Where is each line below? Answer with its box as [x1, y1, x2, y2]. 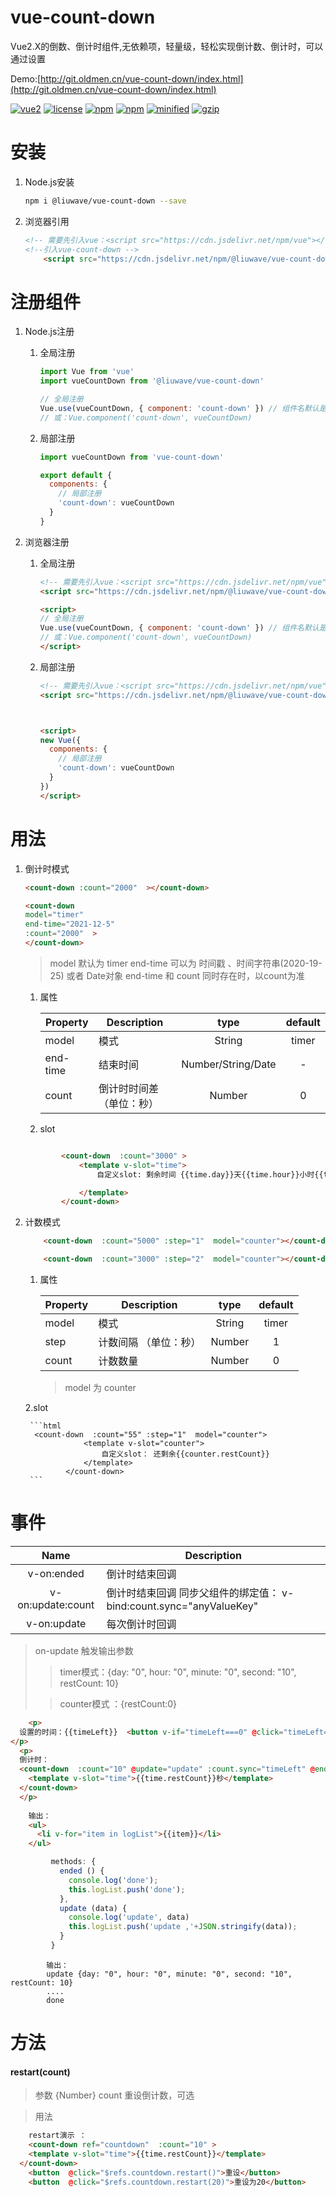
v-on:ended [27, 1566, 85, 1580]
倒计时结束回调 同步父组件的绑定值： [106, 1586, 280, 1600]
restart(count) [10, 2066, 71, 2078]
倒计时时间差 [98, 1081, 159, 1095]
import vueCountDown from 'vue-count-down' [39, 452, 225, 462]
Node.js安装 [24, 176, 75, 188]
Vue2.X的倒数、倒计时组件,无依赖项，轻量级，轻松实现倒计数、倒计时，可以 [10, 40, 324, 52]
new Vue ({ [39, 735, 82, 745]
